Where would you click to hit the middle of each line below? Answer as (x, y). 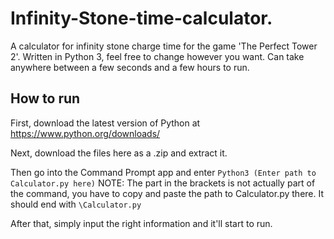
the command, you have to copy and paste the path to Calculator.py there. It (167, 193)
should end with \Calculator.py (76, 204)
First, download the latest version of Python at (105, 123)
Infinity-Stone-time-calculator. (141, 18)
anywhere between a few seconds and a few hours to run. (130, 67)
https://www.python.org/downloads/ (85, 133)
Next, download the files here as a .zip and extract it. (119, 153)
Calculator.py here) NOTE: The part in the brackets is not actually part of (163, 183)
